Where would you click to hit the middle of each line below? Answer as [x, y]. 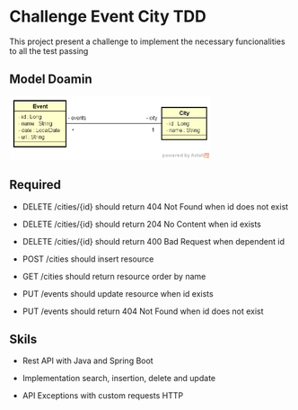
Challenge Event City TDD [108, 17]
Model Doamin [51, 80]
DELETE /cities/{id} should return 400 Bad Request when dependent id [153, 241]
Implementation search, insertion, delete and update [119, 379]
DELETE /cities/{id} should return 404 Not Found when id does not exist [155, 206]
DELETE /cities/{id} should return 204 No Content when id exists [142, 224]
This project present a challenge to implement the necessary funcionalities [147, 41]
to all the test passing [49, 50]
